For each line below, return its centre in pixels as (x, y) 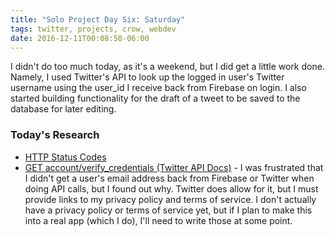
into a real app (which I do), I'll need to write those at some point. (158, 220)
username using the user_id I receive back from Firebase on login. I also (158, 88)
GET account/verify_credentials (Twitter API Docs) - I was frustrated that (174, 167)
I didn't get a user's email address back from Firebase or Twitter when (169, 178)
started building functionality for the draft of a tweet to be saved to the (155, 98)
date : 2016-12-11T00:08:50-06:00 (80, 38)
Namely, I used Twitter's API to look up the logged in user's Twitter (147, 77)
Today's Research (55, 135)
